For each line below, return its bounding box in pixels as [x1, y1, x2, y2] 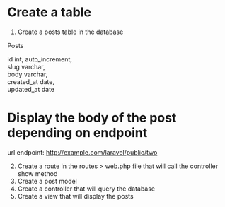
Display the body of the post [7, 110, 177, 126]
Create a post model [17, 177, 78, 185]
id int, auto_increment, [7, 54, 73, 64]
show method [17, 169, 58, 177]
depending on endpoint [7, 125, 148, 141]
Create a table [7, 4, 92, 20]
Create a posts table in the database [17, 28, 124, 36]
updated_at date [7, 85, 55, 93]
